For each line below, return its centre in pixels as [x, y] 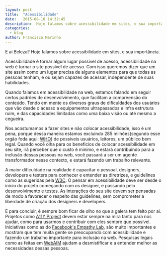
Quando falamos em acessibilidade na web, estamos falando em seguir [78, 92]
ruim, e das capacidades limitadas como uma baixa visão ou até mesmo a [81, 113]
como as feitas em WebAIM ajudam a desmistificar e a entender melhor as [81, 243]
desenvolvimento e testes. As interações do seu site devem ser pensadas [81, 191]
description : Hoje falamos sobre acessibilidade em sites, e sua [75, 24]
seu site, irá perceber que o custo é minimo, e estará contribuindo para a [80, 149]
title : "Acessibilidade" [32, 14]
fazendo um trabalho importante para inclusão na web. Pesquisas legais [79, 238]
